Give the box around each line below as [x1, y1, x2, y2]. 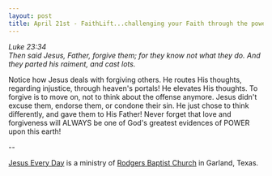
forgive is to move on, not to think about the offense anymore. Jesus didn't [8, 92, 257, 101]
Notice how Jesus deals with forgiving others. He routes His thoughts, [8, 75, 242, 84]
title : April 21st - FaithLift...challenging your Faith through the [8, 19, 249, 28]
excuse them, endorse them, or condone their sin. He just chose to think [8, 101, 249, 110]
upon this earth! [8, 127, 62, 136]
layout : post [8, 11, 53, 20]
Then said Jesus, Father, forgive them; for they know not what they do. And [8, 50, 261, 60]
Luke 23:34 [8, 41, 47, 51]
